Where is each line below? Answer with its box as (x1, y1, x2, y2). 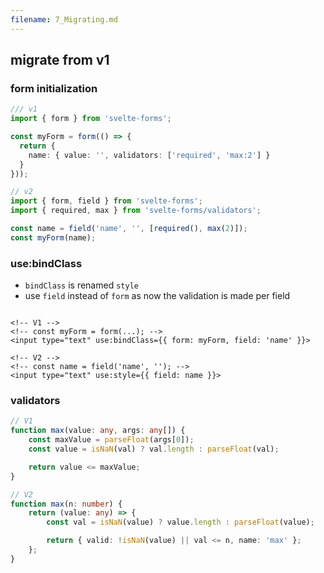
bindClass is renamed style (24, 279, 139, 291)
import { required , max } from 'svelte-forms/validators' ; (10, 206, 262, 216)
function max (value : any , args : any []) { (10, 426, 186, 436)
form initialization (10, 81, 98, 95)
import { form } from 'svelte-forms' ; (10, 114, 172, 124)
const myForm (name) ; (10, 232, 97, 243)
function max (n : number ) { (10, 499, 123, 509)
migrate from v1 (10, 52, 110, 69)
